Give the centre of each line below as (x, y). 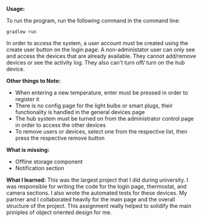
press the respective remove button (60, 138)
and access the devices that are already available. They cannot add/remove (101, 56)
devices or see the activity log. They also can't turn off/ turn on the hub (96, 63)
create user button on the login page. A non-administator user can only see (101, 49)
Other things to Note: (33, 81)
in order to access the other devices (61, 125)
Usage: (16, 9)
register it (27, 99)
